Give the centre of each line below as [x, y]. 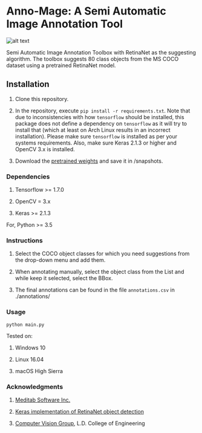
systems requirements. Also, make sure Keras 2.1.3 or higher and [96, 143]
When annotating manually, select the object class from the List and [99, 272]
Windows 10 [30, 347]
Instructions [25, 240]
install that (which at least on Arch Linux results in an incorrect [93, 130]
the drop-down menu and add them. [60, 260]
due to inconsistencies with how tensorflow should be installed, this [99, 117]
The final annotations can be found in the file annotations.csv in [95, 290]
